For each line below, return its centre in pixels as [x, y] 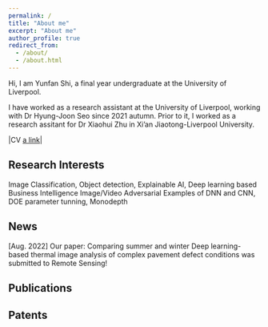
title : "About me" [39, 23]
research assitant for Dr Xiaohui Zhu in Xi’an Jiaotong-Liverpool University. [131, 124]
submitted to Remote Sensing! [58, 263]
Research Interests [56, 165]
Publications [40, 288]
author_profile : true [44, 38]
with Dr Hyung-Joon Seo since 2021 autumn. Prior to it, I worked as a [122, 115]
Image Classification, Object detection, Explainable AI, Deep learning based [133, 184]
